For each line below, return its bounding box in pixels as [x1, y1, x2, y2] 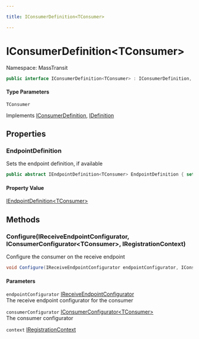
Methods [6, 214, 40, 225]
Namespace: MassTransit [6, 64, 68, 71]
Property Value [6, 184, 44, 191]
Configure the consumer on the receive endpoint [6, 253, 126, 260]
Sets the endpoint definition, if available [6, 160, 103, 167]
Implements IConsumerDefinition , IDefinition [6, 112, 114, 119]
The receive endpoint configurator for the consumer [6, 297, 133, 304]
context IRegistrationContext [6, 326, 76, 333]
